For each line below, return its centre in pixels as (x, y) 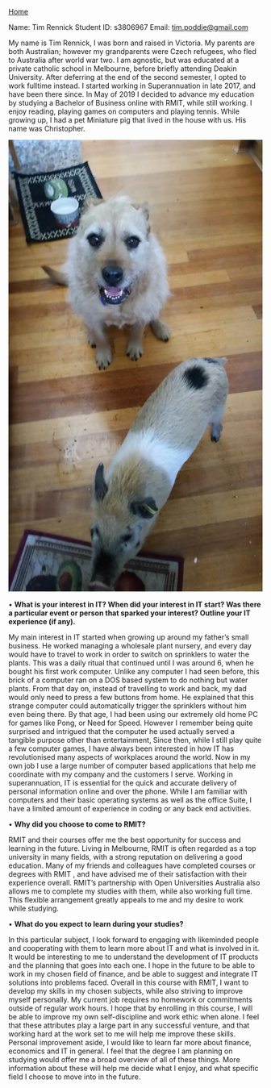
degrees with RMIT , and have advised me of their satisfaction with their (128, 874)
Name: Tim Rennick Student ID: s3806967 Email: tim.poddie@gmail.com (128, 27)
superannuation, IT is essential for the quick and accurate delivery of (123, 783)
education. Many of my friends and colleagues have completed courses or (132, 865)
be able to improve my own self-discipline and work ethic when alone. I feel (134, 1017)
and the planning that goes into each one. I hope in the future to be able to (132, 965)
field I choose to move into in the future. (75, 1077)
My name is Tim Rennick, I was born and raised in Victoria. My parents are (132, 43)
